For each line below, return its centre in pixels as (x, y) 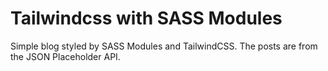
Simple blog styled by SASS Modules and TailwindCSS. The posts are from (164, 46)
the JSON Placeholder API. (65, 56)
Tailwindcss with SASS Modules (146, 18)
